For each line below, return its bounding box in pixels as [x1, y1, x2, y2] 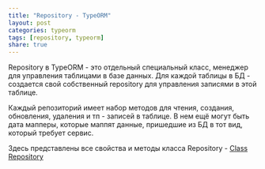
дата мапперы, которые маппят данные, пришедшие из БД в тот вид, [8, 120, 243, 130]
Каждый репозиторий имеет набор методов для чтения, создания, [8, 103, 235, 113]
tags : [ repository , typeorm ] [8, 33, 104, 42]
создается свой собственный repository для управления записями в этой [8, 80, 257, 89]
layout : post [8, 19, 51, 27]
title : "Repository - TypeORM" [8, 11, 112, 20]
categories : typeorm [8, 26, 77, 34]
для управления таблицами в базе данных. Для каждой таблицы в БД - [8, 71, 251, 81]
